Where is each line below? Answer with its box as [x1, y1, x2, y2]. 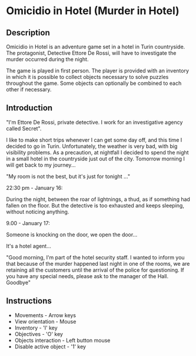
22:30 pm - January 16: [6, 184, 63, 191]
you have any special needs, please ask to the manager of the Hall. [6, 272, 169, 279]
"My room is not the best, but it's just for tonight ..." [6, 173, 131, 180]
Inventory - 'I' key [14, 324, 58, 331]
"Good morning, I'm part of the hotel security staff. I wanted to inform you [6, 253, 185, 261]
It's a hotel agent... [6, 242, 52, 249]
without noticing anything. [6, 208, 69, 215]
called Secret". [6, 125, 42, 132]
